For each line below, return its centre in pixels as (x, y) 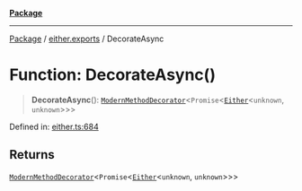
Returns (32, 155)
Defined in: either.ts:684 (54, 126)
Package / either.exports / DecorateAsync (87, 39)
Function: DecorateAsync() (112, 75)
